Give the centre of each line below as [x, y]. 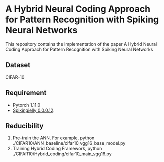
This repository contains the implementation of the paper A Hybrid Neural [81, 44]
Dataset [18, 65]
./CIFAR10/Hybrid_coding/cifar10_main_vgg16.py [62, 154]
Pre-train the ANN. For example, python [53, 138]
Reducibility [24, 126]
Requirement [26, 93]
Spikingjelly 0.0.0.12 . [33, 110]
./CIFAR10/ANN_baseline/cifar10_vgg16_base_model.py [69, 143]
